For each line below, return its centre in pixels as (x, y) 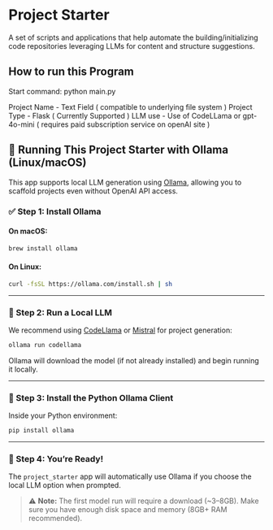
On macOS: (28, 231)
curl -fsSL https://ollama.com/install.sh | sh (91, 284)
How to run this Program (71, 72)
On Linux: (25, 267)
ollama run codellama (45, 345)
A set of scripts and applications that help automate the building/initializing (133, 37)
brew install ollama (43, 248)
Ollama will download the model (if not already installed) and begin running (134, 360)
